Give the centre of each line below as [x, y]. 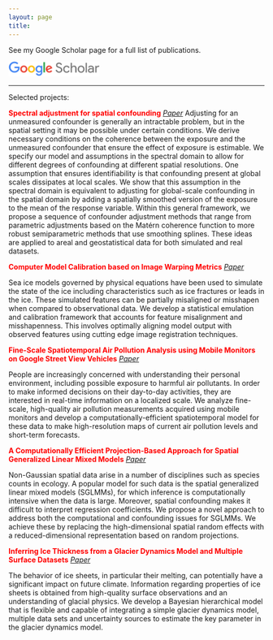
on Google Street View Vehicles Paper [74, 358]
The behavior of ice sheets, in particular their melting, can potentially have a [136, 575]
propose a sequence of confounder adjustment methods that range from [130, 216]
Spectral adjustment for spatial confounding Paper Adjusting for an [123, 113]
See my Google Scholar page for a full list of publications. [105, 50]
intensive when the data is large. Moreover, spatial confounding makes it [130, 500]
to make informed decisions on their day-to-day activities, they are [120, 391]
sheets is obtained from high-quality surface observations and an [118, 592]
